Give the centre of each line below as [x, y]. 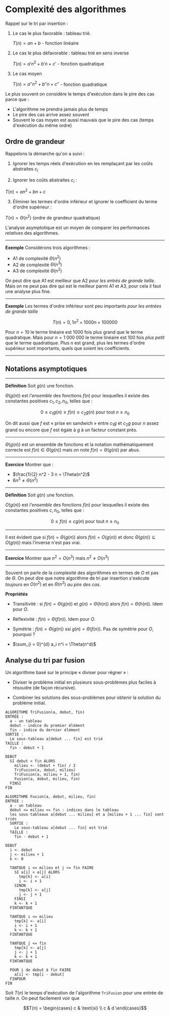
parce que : [17, 100]
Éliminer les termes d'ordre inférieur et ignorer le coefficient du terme [85, 202]
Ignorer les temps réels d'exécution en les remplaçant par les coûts [83, 164]
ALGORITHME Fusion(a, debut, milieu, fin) [51, 797]
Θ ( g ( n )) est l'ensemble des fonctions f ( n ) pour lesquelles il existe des [77, 396]
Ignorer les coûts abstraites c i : [45, 180]
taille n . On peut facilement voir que [42, 998]
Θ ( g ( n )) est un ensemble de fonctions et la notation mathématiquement [79, 444]
